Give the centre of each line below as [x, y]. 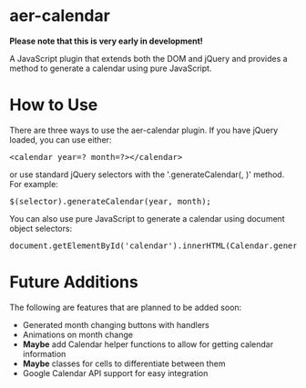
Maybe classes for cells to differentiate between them [124, 363]
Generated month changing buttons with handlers [116, 324]
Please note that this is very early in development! [106, 41]
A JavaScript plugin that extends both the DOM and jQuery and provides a [149, 58]
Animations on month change [78, 334]
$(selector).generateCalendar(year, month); [111, 201]
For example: [34, 184]
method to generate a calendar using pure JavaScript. [111, 68]
